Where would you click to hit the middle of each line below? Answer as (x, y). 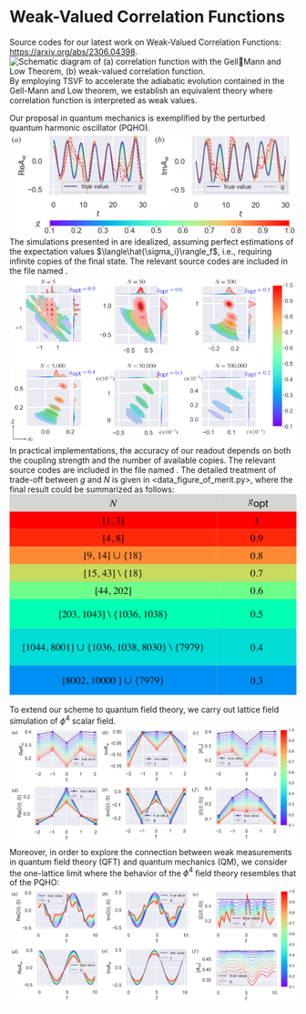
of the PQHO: (35, 883)
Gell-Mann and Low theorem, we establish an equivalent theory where (141, 90)
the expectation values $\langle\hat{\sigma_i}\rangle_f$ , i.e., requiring (141, 252)
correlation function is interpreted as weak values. (103, 100)
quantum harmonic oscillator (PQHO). (80, 127)
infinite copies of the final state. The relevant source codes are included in (149, 261)
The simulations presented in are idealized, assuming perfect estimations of (152, 242)
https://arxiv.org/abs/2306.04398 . (74, 51)
